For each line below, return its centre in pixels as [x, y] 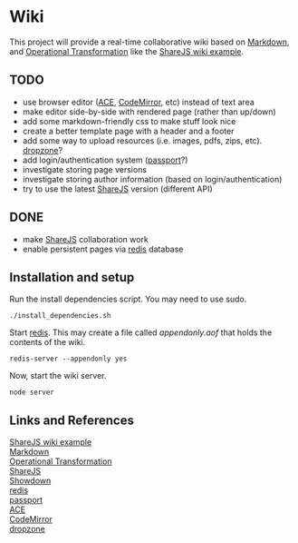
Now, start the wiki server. [58, 376]
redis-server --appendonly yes [68, 359]
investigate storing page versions [85, 169]
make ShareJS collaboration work [86, 239]
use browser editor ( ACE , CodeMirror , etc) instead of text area [139, 102]
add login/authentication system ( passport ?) [105, 160]
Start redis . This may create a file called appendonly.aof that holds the [141, 332]
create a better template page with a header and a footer [128, 131]
